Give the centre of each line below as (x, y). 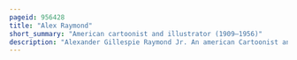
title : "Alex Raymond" (51, 26)
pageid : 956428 (37, 17)
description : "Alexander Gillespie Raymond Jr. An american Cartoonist (144, 42)
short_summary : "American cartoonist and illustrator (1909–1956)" (136, 34)
